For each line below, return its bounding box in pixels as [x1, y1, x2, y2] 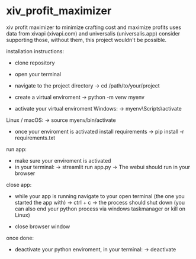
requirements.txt [14, 134, 56, 141]
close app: [6, 181, 32, 188]
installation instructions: [6, 47, 65, 54]
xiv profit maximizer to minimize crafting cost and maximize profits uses [6, 24, 182, 31]
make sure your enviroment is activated [14, 157, 111, 164]
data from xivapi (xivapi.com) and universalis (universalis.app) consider [6, 30, 181, 37]
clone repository [14, 59, 55, 66]
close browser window [14, 223, 70, 230]
